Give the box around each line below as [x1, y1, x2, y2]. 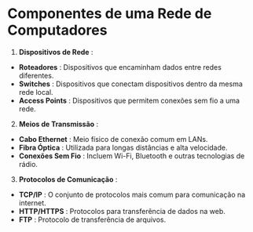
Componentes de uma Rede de [7, 5, 212, 23]
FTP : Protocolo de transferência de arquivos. [18, 215, 167, 224]
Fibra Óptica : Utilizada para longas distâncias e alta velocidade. [18, 143, 228, 152]
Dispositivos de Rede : [18, 47, 93, 56]
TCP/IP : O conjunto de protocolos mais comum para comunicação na [18, 190, 246, 199]
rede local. [18, 87, 53, 96]
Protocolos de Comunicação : [18, 174, 118, 184]
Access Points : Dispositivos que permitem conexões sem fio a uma [18, 96, 240, 105]
